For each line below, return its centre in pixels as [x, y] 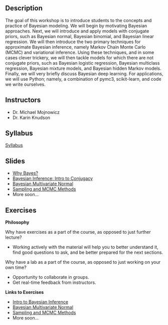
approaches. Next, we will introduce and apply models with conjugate [77, 31]
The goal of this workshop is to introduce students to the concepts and [78, 20]
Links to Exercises [25, 292]
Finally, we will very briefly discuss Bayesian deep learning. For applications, [84, 73]
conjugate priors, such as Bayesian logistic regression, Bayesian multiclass [82, 63]
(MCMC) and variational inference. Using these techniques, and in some [80, 52]
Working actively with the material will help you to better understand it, [86, 247]
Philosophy [17, 222]
